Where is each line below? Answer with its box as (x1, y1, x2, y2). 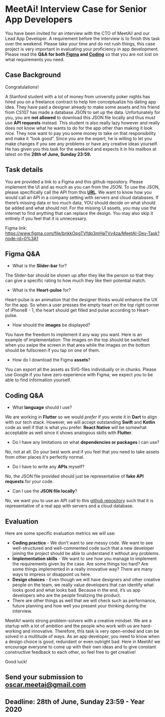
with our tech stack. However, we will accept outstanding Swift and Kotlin (5, 419, 155, 425)
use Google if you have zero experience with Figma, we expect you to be (5, 372, 153, 378)
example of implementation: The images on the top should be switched (5, 337, 149, 343)
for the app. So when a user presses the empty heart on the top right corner (5, 302, 160, 308)
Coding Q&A (5, 391, 44, 399)
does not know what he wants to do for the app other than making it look (5, 125, 153, 131)
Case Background (5, 71, 61, 80)
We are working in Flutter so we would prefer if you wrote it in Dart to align (5, 414, 158, 420)
